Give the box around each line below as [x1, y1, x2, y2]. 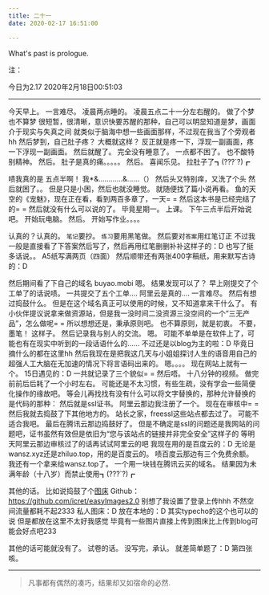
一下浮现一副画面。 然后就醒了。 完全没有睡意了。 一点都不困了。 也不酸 [8, 146, 248, 157]
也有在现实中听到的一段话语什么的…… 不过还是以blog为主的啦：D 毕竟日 [14, 338, 255, 348]
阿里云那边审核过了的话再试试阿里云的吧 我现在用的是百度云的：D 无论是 [14, 438, 256, 448]
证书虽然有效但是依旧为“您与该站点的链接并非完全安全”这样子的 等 [29, 429, 248, 438]
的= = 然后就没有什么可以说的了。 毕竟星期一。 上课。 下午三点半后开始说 [8, 204, 252, 214]
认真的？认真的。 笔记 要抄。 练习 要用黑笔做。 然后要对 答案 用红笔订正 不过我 [8, 230, 256, 241]
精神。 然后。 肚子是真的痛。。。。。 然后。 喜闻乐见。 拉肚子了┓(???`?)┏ [14, 157, 251, 166]
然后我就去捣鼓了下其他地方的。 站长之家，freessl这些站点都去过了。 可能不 [8, 409, 259, 418]
